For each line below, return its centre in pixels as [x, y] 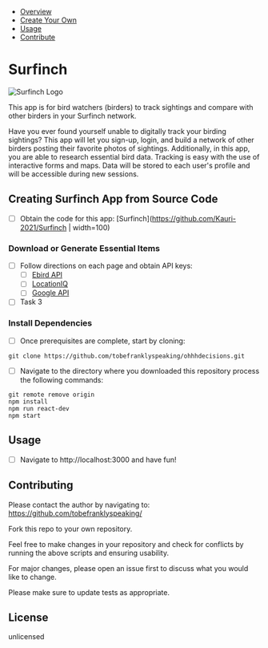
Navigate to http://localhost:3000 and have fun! [98, 460]
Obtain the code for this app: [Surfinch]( [86, 218]
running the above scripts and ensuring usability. [89, 553]
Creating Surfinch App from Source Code [113, 199]
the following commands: [62, 379]
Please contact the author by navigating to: [79, 504]
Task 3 [31, 302]
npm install [28, 401]
